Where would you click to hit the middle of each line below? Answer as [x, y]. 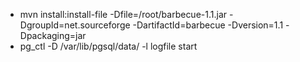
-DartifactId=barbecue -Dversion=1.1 [208, 25]
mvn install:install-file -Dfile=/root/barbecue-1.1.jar [123, 14]
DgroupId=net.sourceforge [75, 25]
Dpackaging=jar [53, 35]
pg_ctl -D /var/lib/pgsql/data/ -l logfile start [108, 46]
